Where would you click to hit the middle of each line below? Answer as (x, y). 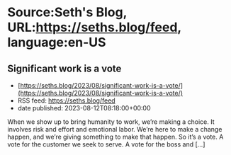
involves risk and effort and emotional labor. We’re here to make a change (115, 129)
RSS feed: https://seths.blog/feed (66, 101)
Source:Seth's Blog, (67, 12)
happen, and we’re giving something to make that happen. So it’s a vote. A (115, 137)
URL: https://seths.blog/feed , (95, 27)
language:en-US (57, 42)
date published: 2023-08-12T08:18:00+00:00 (84, 108)
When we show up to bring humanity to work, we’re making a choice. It (111, 122)
